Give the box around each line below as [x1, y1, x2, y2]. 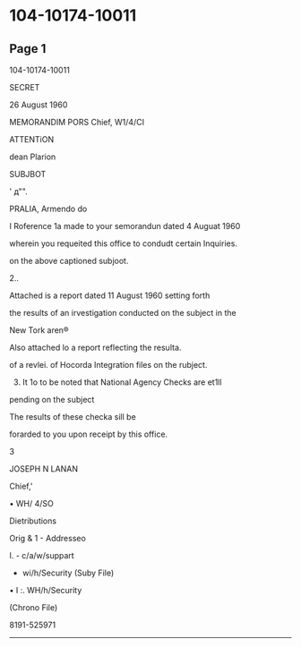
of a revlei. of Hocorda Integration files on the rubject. [9, 360, 208, 370]
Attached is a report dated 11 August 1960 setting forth [9, 290, 211, 301]
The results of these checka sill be [9, 412, 136, 421]
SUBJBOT [9, 169, 47, 179]
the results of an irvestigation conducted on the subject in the [9, 308, 236, 318]
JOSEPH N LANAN [9, 464, 79, 474]
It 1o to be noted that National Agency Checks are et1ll [21, 377, 222, 387]
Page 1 [9, 41, 47, 56]
